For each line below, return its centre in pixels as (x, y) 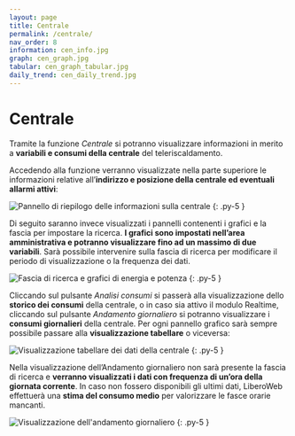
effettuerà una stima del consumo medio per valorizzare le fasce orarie (140, 395)
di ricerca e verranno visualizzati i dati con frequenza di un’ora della (136, 377)
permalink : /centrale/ (51, 34)
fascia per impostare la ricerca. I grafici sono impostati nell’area (127, 232)
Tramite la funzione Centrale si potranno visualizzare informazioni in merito (146, 144)
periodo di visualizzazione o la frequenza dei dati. (100, 261)
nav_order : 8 (33, 42)
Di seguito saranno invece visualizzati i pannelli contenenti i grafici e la (138, 223)
